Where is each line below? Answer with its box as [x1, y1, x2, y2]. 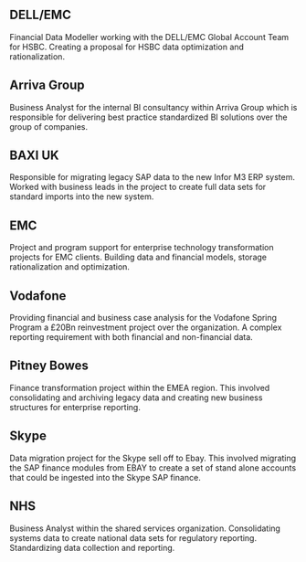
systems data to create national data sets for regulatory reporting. [9, 532, 258, 543]
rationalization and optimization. [9, 261, 131, 272]
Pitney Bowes [9, 358, 90, 374]
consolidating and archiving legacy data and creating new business [9, 392, 263, 403]
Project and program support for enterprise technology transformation [9, 242, 274, 253]
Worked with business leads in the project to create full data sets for [9, 182, 267, 193]
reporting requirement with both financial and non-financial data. [9, 332, 253, 343]
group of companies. [9, 121, 89, 132]
